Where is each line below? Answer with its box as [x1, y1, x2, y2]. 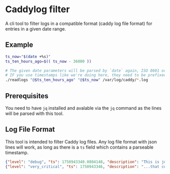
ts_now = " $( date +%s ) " [5, 54, 51, 59]
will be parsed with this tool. [5, 110, 64, 117]
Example [5, 41, 33, 49]
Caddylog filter [5, 4, 70, 15]
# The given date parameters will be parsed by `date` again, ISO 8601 [5, 68, 159, 73]
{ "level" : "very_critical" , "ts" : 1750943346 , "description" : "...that [5, 164, 159, 169]
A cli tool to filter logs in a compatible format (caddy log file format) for [5, 20, 153, 26]
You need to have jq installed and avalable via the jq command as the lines [5, 105, 162, 111]
